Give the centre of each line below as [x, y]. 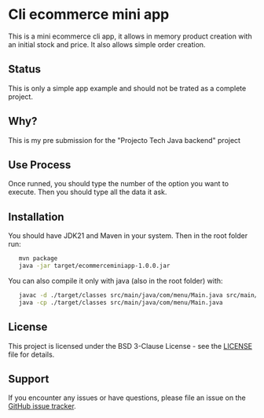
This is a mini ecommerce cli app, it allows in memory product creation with [130, 36]
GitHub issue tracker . [42, 406]
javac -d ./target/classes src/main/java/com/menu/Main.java [121, 295]
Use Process [40, 165]
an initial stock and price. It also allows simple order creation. [107, 44]
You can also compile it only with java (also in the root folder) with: [115, 280]
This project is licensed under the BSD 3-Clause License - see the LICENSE [130, 346]
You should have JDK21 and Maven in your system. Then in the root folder [128, 236]
